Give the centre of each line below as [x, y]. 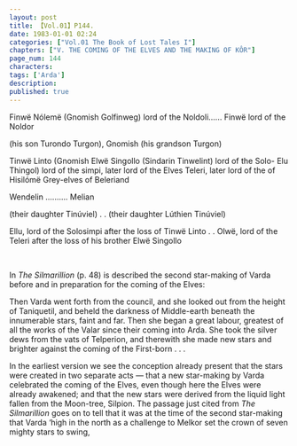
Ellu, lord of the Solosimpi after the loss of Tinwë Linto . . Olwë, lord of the [144, 231]
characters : [31, 67]
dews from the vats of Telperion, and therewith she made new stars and [141, 339]
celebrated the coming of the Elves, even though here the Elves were [135, 384]
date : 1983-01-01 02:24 [53, 34]
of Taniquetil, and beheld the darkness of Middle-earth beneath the [132, 310]
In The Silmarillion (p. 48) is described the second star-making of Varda [140, 275]
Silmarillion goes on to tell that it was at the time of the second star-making [146, 412]
